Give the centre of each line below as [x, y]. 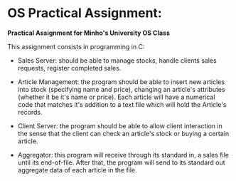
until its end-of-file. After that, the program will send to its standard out [121, 162]
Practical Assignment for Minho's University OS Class [89, 33]
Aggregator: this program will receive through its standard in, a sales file [123, 155]
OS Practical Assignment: [85, 13]
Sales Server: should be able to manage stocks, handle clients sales [117, 60]
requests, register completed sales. [69, 68]
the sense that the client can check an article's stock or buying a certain [123, 133]
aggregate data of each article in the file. [77, 170]
